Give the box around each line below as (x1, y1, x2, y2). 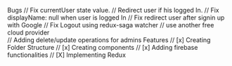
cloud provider (7, 28, 50, 37)
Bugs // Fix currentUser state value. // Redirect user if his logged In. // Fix (7, 6, 219, 14)
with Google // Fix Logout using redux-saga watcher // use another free (7, 21, 214, 29)
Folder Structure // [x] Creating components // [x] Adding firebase (7, 44, 198, 51)
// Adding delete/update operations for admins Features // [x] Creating (7, 36, 211, 44)
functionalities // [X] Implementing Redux (7, 51, 127, 59)
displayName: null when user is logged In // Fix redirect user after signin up (7, 13, 225, 22)
